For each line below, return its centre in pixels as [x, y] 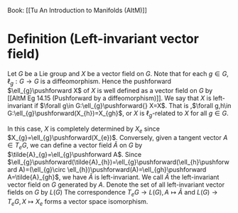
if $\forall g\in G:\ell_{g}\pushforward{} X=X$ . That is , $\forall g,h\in [133, 105]
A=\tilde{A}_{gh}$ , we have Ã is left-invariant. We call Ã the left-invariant [113, 177]
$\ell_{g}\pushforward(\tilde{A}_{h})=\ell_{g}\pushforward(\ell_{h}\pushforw [118, 162]
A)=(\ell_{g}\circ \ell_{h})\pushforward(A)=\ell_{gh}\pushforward [113, 170]
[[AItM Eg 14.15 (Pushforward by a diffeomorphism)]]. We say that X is [109, 98]
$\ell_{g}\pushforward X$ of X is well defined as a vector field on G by [110, 90]
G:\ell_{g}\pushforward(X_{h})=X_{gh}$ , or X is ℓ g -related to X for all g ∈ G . [118, 114]
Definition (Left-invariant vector [103, 39]
